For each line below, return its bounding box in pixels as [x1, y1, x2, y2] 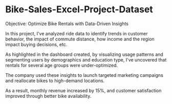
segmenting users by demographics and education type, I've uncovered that [5, 56, 167, 63]
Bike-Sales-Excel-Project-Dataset [5, 4, 154, 15]
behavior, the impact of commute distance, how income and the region [5, 36, 155, 42]
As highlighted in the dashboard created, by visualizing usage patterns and [5, 51, 164, 57]
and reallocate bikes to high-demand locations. [5, 77, 105, 84]
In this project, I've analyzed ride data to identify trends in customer [5, 30, 148, 36]
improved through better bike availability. [5, 93, 92, 99]
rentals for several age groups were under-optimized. [5, 62, 118, 68]
